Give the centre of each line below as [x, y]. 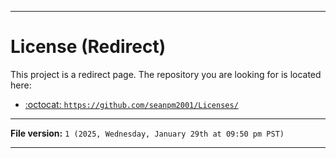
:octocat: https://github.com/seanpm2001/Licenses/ [131, 104]
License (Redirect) [88, 47]
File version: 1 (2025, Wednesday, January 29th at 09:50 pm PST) [147, 133]
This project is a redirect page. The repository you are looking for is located [166, 74]
